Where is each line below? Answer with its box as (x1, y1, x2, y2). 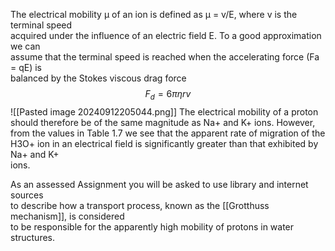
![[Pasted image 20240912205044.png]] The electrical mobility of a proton (10, 105, 319, 118)
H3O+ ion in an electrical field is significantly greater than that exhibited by (10, 137, 319, 149)
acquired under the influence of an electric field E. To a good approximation (10, 30, 322, 41)
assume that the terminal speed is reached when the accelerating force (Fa (10, 51, 320, 63)
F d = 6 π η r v (144, 88, 192, 102)
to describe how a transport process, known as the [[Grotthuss (10, 199, 270, 211)
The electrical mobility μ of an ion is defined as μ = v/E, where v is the (10, 9, 298, 20)
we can (10, 40, 41, 52)
